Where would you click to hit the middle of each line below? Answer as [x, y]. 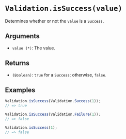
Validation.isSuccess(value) [64, 8]
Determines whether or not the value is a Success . [55, 21]
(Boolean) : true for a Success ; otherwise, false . [59, 75]
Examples [20, 90]
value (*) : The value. [34, 48]
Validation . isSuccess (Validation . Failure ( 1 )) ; [53, 115]
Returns [17, 63]
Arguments [23, 36]
